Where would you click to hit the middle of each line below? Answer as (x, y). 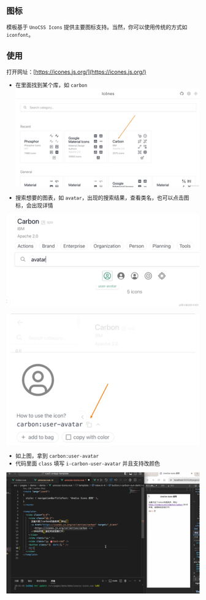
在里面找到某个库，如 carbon (51, 85)
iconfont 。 (20, 34)
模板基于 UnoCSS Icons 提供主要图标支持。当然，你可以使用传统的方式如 (97, 27)
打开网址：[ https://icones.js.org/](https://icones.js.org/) (76, 72)
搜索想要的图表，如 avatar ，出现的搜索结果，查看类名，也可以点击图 (102, 198)
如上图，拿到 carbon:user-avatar (57, 455)
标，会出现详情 (34, 205)
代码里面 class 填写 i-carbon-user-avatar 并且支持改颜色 (88, 463)
